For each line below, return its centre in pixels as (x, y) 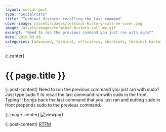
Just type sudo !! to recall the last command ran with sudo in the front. (77, 95)
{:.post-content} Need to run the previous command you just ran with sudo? (82, 89)
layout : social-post (26, 10)
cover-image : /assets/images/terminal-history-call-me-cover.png (74, 23)
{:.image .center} (22, 114)
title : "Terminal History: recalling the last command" (64, 19)
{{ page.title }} (36, 76)
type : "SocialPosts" (26, 14)
